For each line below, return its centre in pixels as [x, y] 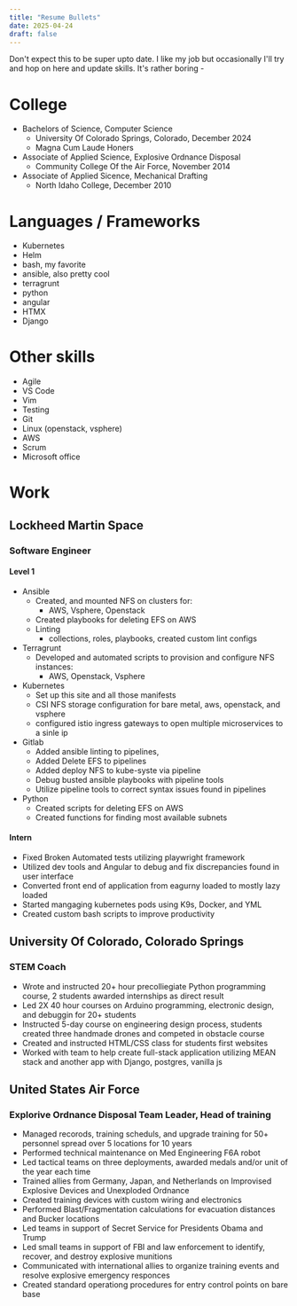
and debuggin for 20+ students [79, 1014]
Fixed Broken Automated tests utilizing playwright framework [133, 857]
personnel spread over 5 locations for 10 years [107, 1144]
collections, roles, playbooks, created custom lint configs [152, 638]
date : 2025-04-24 [41, 26]
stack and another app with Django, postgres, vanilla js [122, 1061]
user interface [47, 876]
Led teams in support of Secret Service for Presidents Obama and [142, 1228]
